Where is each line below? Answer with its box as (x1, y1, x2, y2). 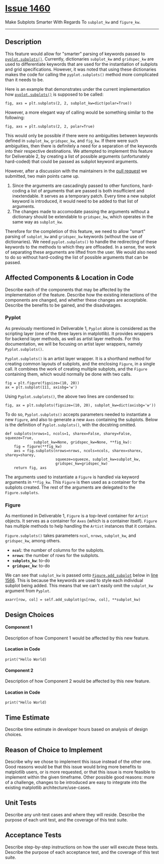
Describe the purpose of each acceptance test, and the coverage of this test (5, 849, 159, 855)
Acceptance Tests (5, 831, 62, 840)
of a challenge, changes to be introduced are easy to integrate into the (5, 779, 147, 785)
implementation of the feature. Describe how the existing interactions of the (5, 291, 157, 298)
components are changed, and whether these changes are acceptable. (5, 297, 148, 303)
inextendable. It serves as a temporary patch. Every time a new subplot (12, 193, 156, 199)
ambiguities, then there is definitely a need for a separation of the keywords (5, 143, 157, 149)
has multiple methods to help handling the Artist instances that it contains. (5, 523, 157, 529)
